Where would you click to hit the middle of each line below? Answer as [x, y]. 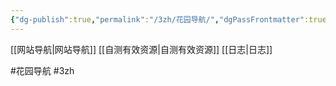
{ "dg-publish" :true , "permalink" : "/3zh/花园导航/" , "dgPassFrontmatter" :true [168, 19]
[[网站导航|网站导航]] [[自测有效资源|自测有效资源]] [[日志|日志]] [141, 49]
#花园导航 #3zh [42, 70]
